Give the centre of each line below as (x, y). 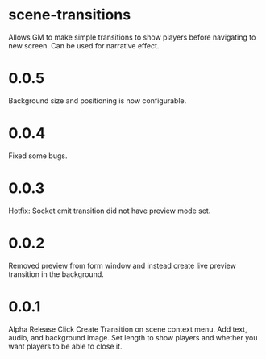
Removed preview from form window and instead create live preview (122, 265)
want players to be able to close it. (65, 346)
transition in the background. (56, 274)
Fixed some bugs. (38, 156)
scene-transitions (70, 15)
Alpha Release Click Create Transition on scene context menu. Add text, (128, 329)
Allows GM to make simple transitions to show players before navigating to (132, 37)
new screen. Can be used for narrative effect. (84, 45)
